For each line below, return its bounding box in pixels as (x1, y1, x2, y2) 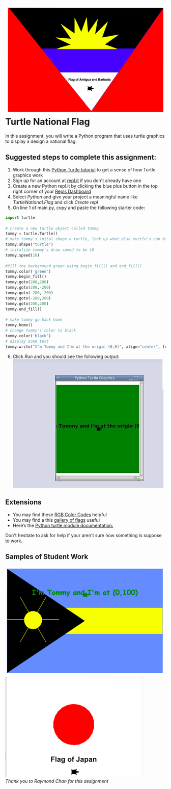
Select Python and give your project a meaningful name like (12, 193, 138, 200)
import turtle (5, 215, 36, 220)
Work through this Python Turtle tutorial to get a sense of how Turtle (12, 166, 156, 172)
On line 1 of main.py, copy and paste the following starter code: (12, 205, 146, 211)
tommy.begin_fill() (5, 274, 47, 279)
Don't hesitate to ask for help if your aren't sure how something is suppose (5, 532, 162, 538)
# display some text (5, 339, 49, 344)
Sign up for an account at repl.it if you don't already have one (12, 177, 141, 184)
